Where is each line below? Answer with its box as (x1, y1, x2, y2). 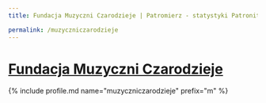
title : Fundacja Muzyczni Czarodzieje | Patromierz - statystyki (8, 11, 228, 20)
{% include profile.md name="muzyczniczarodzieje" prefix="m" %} (8, 86, 229, 96)
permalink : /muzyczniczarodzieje (8, 25, 119, 34)
